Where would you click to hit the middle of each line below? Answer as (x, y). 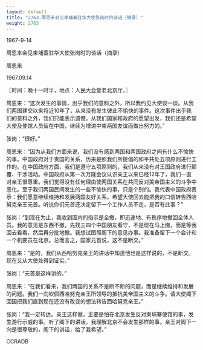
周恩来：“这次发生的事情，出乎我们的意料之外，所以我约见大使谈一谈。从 (98, 103)
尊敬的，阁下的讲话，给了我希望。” (64, 329)
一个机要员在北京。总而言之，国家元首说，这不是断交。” (75, 240)
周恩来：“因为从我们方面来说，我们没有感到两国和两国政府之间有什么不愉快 (100, 151)
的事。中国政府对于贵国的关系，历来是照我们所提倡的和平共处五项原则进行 (99, 159)
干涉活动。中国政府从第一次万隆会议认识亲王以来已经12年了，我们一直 (104, 174)
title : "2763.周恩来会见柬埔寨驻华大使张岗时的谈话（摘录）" (75, 18)
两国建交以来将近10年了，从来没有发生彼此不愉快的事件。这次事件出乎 (99, 111)
